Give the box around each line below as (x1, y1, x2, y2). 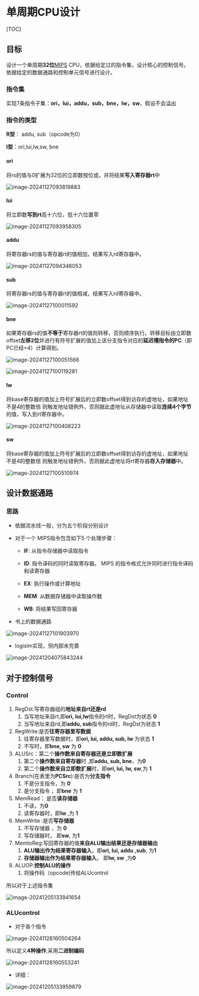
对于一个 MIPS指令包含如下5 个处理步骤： (14, 534, 118, 542)
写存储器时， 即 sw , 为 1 (23, 832, 80, 839)
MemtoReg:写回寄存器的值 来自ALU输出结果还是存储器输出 (14, 839, 158, 846)
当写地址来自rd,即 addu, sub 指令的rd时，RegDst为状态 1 (23, 720, 160, 727)
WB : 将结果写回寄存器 (23, 605, 78, 612)
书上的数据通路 (14, 618, 52, 625)
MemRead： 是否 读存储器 (14, 795, 78, 802)
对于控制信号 (6, 673, 53, 683)
